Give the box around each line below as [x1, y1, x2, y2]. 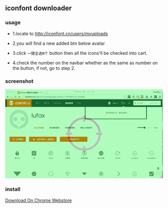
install [5, 186, 21, 193]
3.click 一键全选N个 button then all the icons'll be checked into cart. [12, 50, 147, 56]
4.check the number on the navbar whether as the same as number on [12, 60, 158, 66]
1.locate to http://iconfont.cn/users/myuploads [12, 30, 108, 37]
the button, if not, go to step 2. [12, 65, 75, 71]
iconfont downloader [5, 4, 72, 13]
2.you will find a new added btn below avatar [12, 40, 105, 46]
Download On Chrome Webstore [5, 197, 72, 203]
